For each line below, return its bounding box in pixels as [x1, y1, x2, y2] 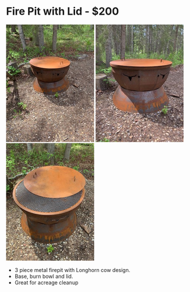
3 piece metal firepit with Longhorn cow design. [14, 266, 131, 273]
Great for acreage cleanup [14, 278, 79, 286]
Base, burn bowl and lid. [14, 273, 73, 280]
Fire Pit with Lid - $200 [6, 5, 119, 18]
